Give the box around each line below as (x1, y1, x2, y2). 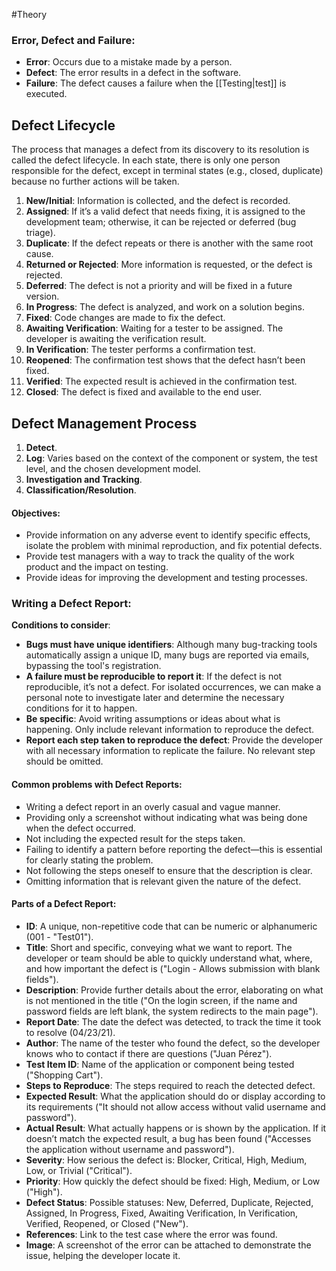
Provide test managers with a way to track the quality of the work (25, 550, 295, 563)
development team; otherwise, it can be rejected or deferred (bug (25, 216, 297, 228)
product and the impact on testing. (25, 561, 169, 573)
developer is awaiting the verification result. (25, 333, 207, 345)
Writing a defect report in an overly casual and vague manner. (25, 800, 281, 813)
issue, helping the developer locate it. (25, 1249, 181, 1261)
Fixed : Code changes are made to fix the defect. (25, 312, 226, 324)
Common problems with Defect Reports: (11, 779, 183, 791)
